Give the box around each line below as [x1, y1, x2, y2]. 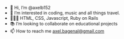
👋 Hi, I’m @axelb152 [9, 5, 51, 10]
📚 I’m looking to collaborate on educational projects [9, 21, 118, 27]
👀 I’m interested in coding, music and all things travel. [9, 10, 120, 16]
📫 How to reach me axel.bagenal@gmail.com [9, 28, 104, 34]
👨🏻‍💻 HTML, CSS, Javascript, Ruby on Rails [9, 15, 98, 21]
